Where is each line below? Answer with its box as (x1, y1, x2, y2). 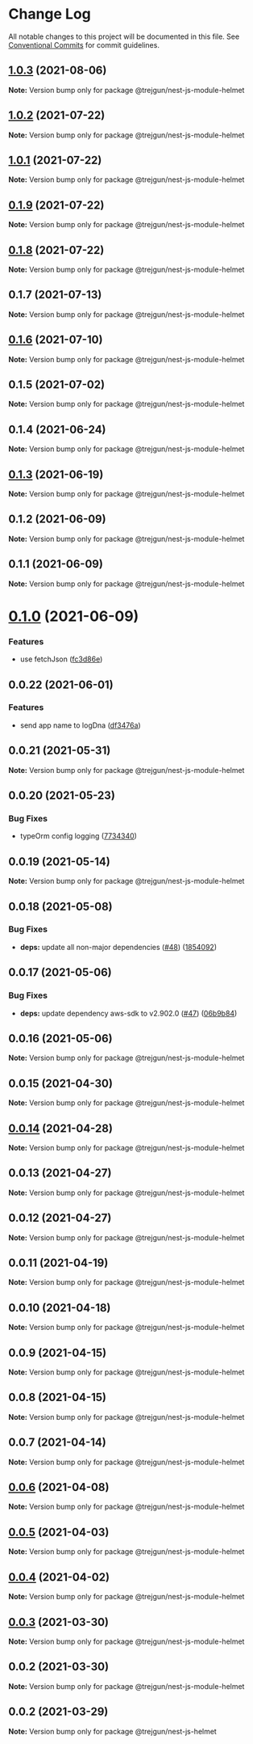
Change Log (8, 5, 91, 23)
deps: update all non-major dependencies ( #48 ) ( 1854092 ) (19, 942, 218, 952)
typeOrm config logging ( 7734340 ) (19, 831, 137, 841)
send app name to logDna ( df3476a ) (19, 720, 141, 730)
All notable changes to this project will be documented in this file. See (8, 32, 240, 41)
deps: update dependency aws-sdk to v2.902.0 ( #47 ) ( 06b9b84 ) (19, 1008, 238, 1018)
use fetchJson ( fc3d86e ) (19, 654, 103, 664)
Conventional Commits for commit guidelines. (8, 40, 160, 49)
